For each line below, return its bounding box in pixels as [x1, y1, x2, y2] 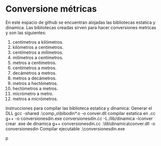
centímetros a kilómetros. [12, 39, 64, 45]
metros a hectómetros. [12, 80, 58, 86]
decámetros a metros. [12, 70, 57, 76]
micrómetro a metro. [12, 91, 54, 97]
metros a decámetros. [12, 75, 57, 81]
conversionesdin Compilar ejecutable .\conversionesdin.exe [5, 126, 125, 131]
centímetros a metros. [12, 65, 57, 71]
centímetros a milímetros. [12, 49, 64, 55]
